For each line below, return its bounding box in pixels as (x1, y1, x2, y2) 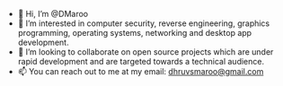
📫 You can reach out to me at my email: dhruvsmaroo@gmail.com (17, 66, 264, 76)
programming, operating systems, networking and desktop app (17, 28, 252, 38)
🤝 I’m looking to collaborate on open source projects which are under (17, 47, 274, 57)
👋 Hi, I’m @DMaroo (17, 9, 88, 19)
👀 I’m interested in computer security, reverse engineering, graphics (17, 18, 270, 29)
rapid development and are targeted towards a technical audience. (17, 56, 265, 66)
